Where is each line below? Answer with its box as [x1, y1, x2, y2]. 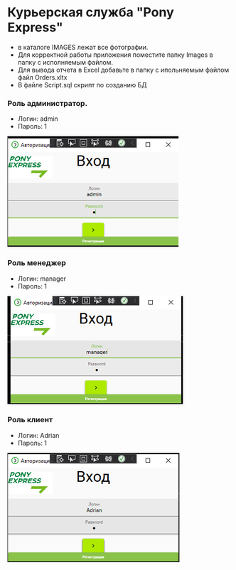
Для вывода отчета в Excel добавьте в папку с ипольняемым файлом [17, 65, 230, 74]
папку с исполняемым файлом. [17, 58, 114, 66]
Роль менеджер [7, 258, 66, 268]
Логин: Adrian [17, 431, 60, 439]
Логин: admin [17, 114, 58, 123]
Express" [7, 19, 63, 36]
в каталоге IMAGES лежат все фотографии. [17, 43, 149, 51]
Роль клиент [7, 415, 53, 425]
